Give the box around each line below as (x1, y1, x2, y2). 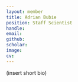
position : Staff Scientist (6, 20, 73, 26)
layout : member (6, 8, 44, 15)
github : (6, 36, 25, 42)
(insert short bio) (6, 69, 47, 76)
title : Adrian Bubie (6, 14, 57, 20)
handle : (6, 25, 25, 31)
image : (6, 48, 22, 53)
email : (6, 31, 22, 37)
